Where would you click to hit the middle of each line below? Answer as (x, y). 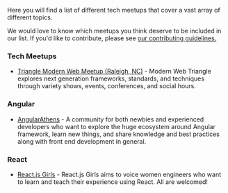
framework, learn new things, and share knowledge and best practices (119, 134)
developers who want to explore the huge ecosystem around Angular (116, 126)
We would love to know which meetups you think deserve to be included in (114, 31)
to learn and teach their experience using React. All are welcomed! (113, 182)
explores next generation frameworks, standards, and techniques (111, 78)
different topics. (30, 17)
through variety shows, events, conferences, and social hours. (107, 86)
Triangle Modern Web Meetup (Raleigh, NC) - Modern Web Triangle (114, 72)
